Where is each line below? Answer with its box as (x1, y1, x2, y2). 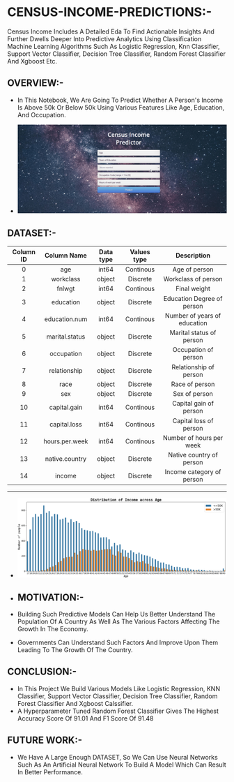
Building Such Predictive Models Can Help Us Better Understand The (17, 610, 216, 618)
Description (175, 251, 211, 260)
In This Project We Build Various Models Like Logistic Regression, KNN (17, 684, 221, 693)
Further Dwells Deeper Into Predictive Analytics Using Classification (7, 34, 202, 43)
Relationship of (171, 362, 214, 371)
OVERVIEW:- (7, 78, 64, 89)
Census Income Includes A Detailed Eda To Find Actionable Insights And (7, 27, 214, 36)
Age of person (172, 265, 214, 273)
